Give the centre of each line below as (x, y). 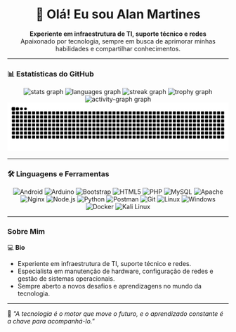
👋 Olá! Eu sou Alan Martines (118, 14)
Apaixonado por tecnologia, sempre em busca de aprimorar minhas (118, 41)
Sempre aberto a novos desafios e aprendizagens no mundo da (110, 286)
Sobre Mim (26, 232)
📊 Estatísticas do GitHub (51, 74)
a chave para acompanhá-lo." (51, 321)
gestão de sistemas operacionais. (66, 278)
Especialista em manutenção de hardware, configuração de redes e (116, 271)
